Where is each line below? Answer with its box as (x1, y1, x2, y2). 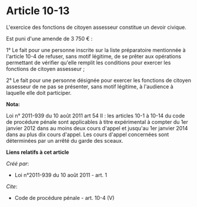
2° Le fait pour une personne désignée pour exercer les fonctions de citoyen (6, 77, 191, 84)
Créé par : (6, 160, 29, 167)
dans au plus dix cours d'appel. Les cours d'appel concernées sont (6, 131, 169, 138)
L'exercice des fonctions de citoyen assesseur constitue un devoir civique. (6, 24, 186, 31)
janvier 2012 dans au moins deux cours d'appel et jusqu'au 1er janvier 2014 (6, 124, 188, 132)
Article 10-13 (6, 4, 70, 18)
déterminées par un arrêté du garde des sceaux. (6, 137, 123, 144)
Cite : (6, 183, 18, 190)
